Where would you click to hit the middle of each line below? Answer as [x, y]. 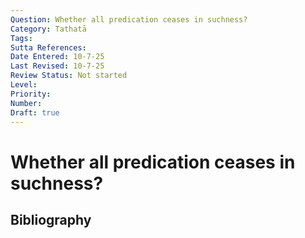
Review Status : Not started [69, 76]
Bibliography [51, 219]
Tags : [21, 38]
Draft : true [35, 112]
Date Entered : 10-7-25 [57, 57]
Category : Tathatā [48, 29]
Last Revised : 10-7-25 [57, 66]
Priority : [31, 94]
